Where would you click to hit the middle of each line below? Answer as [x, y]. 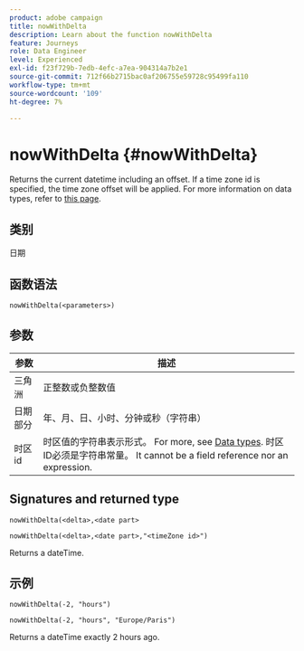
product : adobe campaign [56, 18]
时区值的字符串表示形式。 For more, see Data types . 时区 [164, 441]
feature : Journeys [44, 43]
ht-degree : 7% [36, 102]
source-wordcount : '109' [56, 93]
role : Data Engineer [48, 52]
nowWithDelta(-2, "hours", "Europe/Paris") [93, 620]
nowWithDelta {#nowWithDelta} [133, 154]
